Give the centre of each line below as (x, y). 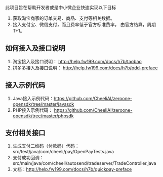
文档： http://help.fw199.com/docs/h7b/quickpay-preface (72, 169)
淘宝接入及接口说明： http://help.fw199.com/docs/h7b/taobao (77, 61)
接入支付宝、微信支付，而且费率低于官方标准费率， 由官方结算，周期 (84, 25)
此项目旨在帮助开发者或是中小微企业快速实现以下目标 (61, 7)
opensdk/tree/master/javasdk (43, 104)
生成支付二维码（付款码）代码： (46, 146)
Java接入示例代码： (33, 98)
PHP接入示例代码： (33, 110)
